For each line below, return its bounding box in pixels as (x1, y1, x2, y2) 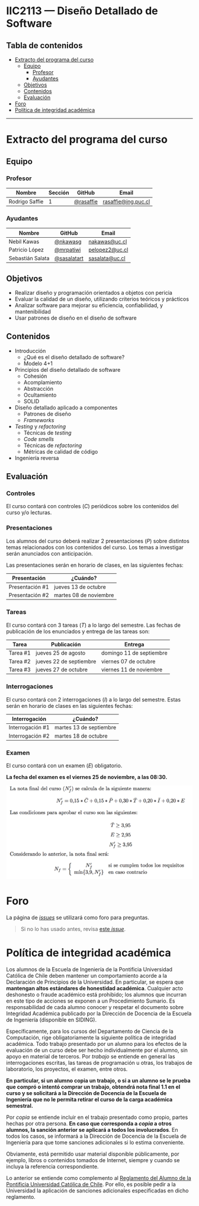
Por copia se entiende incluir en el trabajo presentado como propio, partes (6, 1114, 188, 1121)
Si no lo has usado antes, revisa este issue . (20, 925, 126, 932)
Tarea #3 (8, 666, 31, 673)
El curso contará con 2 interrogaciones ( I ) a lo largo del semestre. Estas (6, 695, 181, 703)
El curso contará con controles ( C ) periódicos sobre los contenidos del (6, 503, 179, 510)
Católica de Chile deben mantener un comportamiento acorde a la (6, 972, 168, 979)
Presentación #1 (8, 583, 49, 591)
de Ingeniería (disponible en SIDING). (6, 1016, 97, 1023)
